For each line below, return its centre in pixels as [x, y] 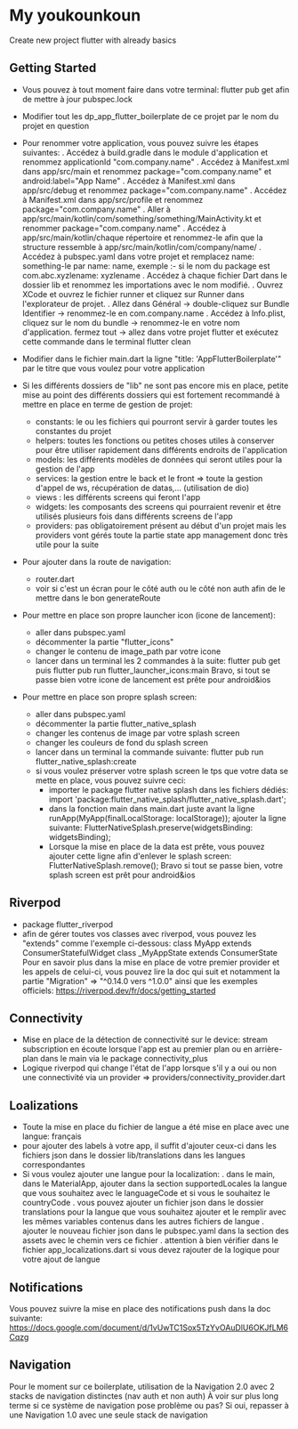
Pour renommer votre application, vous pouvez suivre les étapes [141, 142]
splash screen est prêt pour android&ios [122, 875]
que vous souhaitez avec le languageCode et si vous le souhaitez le [146, 1193]
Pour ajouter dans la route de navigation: [97, 561]
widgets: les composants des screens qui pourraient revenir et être [158, 506]
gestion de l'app [65, 469]
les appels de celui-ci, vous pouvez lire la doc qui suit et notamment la [151, 972]
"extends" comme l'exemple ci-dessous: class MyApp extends [137, 943]
